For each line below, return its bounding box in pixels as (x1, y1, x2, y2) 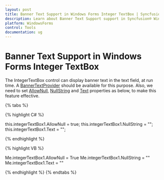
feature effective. (5, 93, 40, 99)
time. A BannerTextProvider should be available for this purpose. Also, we (5, 82, 153, 88)
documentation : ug (5, 30, 42, 35)
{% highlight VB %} (5, 145, 44, 151)
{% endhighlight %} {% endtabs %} (5, 169, 77, 175)
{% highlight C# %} (5, 112, 44, 118)
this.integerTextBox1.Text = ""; (5, 126, 66, 132)
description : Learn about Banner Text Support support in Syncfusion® (5, 16, 152, 21)
